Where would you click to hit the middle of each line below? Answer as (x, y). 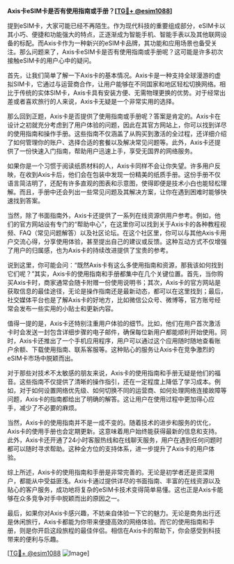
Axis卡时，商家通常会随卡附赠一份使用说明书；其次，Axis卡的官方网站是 (117, 282)
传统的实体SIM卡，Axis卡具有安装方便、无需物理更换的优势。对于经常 (119, 93)
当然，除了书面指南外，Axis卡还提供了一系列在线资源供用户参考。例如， (111, 216)
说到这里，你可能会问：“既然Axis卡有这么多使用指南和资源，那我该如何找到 (116, 265)
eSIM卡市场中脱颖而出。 (42, 358)
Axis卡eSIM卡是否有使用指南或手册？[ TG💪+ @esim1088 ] (90, 11)
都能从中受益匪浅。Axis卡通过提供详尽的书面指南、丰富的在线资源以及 (120, 481)
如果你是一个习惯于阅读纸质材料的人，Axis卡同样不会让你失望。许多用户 (111, 166)
